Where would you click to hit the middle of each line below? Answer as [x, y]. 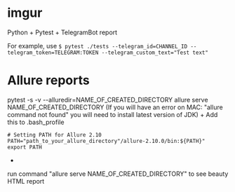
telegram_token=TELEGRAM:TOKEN [53, 53]
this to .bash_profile [36, 122]
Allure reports [48, 80]
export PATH [25, 147]
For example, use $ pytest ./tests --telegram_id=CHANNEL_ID [98, 46]
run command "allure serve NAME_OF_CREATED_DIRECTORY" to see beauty [118, 174]
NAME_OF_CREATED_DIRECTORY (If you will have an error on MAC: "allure [115, 107]
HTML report [26, 181]
